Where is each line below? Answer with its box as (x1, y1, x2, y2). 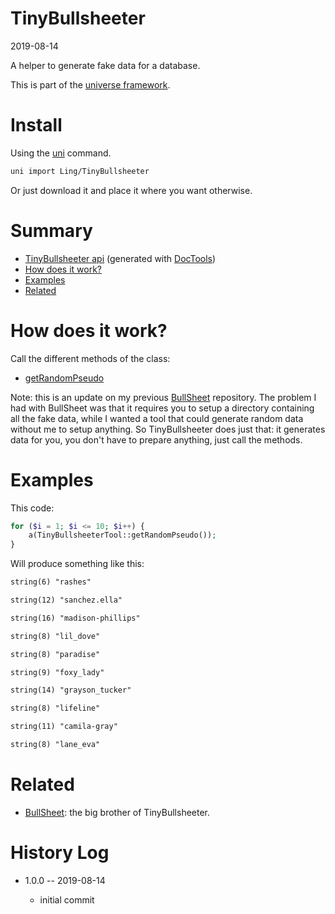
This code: (10, 502, 55, 514)
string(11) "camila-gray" (10, 722, 118, 732)
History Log (10, 842, 110, 864)
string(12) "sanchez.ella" (10, 595, 123, 606)
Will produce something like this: (10, 558, 145, 570)
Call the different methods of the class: (10, 352, 171, 364)
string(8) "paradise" (10, 649, 101, 659)
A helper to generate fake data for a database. (10, 59, 201, 71)
